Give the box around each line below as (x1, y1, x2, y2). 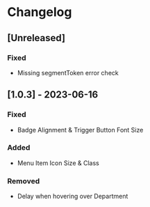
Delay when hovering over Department (17, 192, 128, 201)
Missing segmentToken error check (17, 68, 119, 77)
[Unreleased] (7, 32, 66, 44)
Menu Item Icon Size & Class (17, 158, 99, 167)
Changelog (7, 4, 72, 20)
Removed (7, 176, 40, 185)
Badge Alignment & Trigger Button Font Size (17, 125, 144, 134)
